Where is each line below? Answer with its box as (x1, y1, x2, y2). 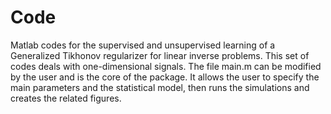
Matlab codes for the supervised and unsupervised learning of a (10, 39, 276, 51)
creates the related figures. (10, 92, 122, 104)
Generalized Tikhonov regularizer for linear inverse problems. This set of (10, 49, 310, 61)
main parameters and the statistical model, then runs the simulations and (10, 81, 310, 93)
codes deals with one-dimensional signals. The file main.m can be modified (10, 60, 322, 72)
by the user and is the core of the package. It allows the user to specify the (10, 71, 320, 83)
